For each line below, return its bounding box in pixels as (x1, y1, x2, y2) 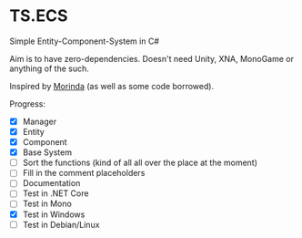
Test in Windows (22, 209, 86, 220)
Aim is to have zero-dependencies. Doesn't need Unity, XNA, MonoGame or (9, 53, 294, 64)
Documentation (22, 178, 81, 189)
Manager (22, 116, 57, 127)
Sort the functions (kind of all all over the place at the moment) (22, 157, 257, 169)
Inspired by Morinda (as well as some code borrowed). (9, 80, 215, 91)
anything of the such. (9, 63, 89, 74)
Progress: (9, 98, 45, 109)
